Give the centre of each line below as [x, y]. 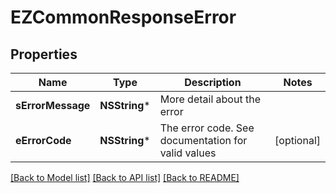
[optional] [297, 140]
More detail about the [210, 99]
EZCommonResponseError [123, 17]
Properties [44, 54]
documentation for [203, 140]
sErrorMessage [53, 105]
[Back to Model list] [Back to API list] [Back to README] [125, 177]
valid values [188, 153]
